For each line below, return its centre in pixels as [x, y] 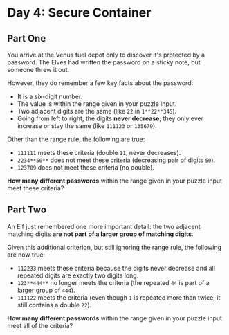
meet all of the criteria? [40, 325]
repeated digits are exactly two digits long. [78, 275]
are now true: [26, 255]
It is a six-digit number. [50, 96]
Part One [27, 38]
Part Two [27, 210]
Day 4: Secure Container [79, 13]
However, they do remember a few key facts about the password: [100, 83]
